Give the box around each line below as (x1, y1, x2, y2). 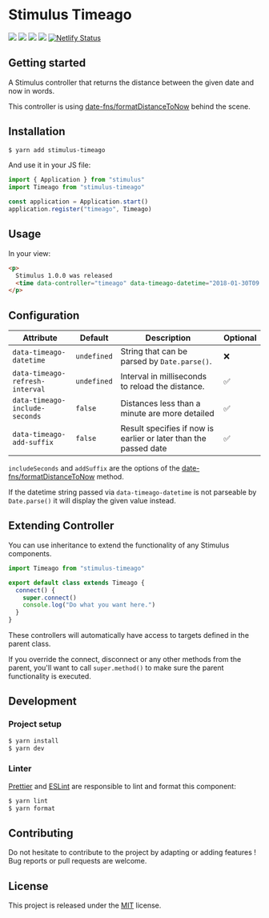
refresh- (12, 377, 46, 386)
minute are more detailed (120, 408, 215, 419)
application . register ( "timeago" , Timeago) (8, 206, 152, 214)
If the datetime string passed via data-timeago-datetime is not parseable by (8, 487, 257, 497)
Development (8, 695, 78, 708)
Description (145, 332, 191, 343)
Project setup (8, 719, 62, 730)
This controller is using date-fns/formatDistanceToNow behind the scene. (8, 102, 251, 111)
